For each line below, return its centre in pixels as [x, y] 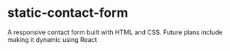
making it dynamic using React [52, 39]
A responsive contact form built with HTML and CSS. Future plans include [115, 32]
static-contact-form [68, 13]
